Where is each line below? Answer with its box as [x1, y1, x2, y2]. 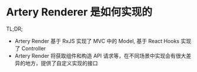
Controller [21, 45, 46, 52]
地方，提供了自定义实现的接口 [25, 60, 98, 67]
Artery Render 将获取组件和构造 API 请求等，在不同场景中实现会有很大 [14, 52, 186, 59]
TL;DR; [6, 25, 23, 32]
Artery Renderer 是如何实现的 [6, 5, 153, 19]
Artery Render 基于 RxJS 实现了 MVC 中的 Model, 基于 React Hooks [14, 37, 180, 44]
